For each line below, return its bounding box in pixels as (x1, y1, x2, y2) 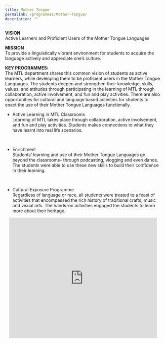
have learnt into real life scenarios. (12, 127, 83, 133)
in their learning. (12, 168, 46, 173)
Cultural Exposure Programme (12, 187, 74, 193)
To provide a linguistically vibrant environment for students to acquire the (5, 50, 154, 56)
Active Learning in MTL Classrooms (12, 112, 85, 117)
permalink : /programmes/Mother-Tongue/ (5, 12, 87, 17)
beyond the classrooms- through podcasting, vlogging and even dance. (12, 157, 159, 163)
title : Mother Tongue (5, 7, 50, 12)
